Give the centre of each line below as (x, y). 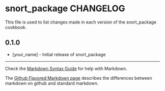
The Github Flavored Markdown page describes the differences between (79, 78)
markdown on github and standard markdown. (52, 83)
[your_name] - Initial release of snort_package (59, 54)
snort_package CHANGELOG (65, 9)
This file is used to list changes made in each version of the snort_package (81, 22)
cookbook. (16, 27)
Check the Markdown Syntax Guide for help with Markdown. (66, 68)
